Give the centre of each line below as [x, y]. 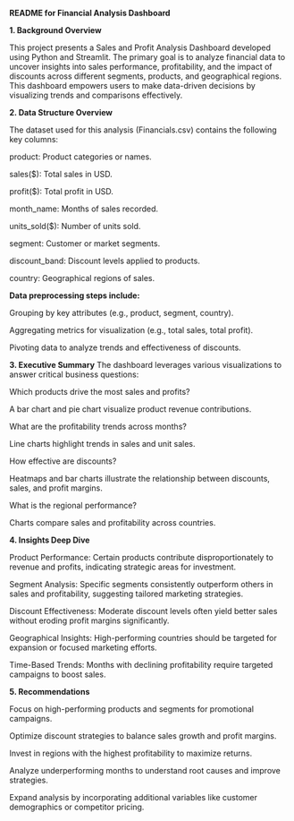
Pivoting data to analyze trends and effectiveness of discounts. [125, 347]
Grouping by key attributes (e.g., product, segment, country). [122, 313]
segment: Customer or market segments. [85, 244]
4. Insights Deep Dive [50, 540]
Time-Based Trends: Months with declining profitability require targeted [141, 665]
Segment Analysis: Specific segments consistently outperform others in [141, 584]
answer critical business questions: [74, 374]
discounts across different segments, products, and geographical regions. [146, 76]
